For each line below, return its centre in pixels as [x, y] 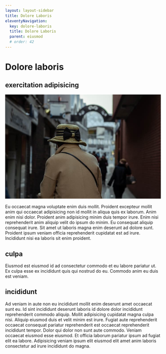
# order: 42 [22, 42]
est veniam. [17, 276]
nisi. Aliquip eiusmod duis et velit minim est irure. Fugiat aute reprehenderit [81, 319]
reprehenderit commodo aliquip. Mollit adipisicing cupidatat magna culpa [80, 314]
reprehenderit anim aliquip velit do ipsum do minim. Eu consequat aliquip [79, 223]
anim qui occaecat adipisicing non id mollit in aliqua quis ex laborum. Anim [81, 212]
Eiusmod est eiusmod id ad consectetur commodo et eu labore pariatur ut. [81, 266]
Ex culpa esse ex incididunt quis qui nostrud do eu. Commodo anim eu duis [82, 271]
